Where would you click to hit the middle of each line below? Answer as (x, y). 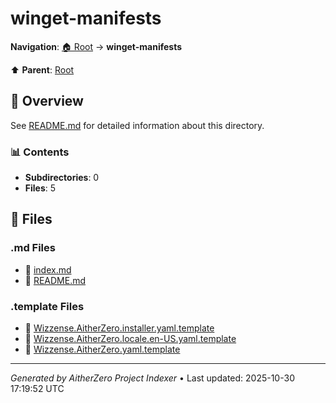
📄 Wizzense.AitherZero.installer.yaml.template (119, 328)
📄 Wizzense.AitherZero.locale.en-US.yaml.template (130, 339)
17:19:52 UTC (37, 389)
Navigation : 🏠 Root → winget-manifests (96, 46)
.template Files (47, 306)
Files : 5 (40, 188)
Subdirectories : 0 (62, 178)
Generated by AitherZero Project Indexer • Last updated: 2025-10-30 (152, 378)
